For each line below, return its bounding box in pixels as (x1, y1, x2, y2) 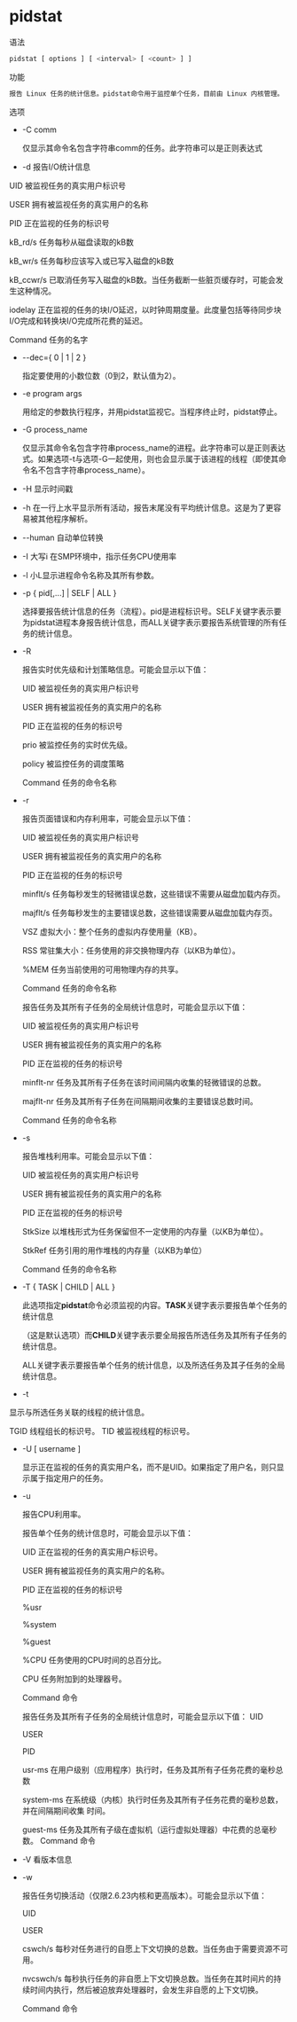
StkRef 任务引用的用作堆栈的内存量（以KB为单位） (21, 1244, 207, 1256)
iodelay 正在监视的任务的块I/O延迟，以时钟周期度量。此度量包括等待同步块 (9, 304, 282, 315)
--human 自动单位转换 (21, 532, 104, 543)
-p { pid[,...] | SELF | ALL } (21, 587, 117, 598)
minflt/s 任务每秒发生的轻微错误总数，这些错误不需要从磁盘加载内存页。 (21, 889, 285, 899)
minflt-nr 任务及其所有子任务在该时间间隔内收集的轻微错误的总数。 (21, 1077, 266, 1087)
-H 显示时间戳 (21, 483, 74, 494)
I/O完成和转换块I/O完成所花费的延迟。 (9, 315, 148, 325)
